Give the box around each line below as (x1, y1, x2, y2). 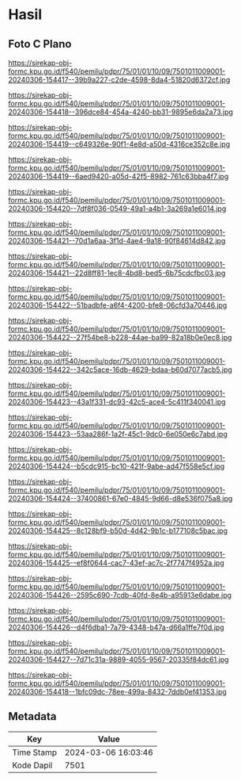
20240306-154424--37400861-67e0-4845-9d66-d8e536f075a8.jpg (8, 494, 233, 503)
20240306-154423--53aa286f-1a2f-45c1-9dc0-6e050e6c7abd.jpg (8, 430, 228, 438)
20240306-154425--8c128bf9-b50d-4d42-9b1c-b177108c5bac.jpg (8, 526, 228, 535)
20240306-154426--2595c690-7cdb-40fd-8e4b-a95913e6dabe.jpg (8, 591, 232, 599)
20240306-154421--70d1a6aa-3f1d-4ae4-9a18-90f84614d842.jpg (8, 236, 226, 245)
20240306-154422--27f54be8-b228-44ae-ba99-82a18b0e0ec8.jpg (8, 333, 232, 342)
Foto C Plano (8, 37, 72, 51)
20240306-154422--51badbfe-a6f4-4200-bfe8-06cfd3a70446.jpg (8, 301, 228, 310)
